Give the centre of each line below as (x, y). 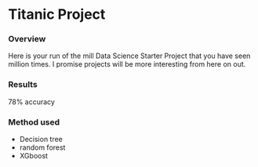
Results (23, 85)
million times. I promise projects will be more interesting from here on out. (127, 64)
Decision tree (41, 140)
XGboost (34, 156)
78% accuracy (31, 102)
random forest (42, 147)
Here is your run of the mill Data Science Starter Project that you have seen (129, 56)
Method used (34, 122)
